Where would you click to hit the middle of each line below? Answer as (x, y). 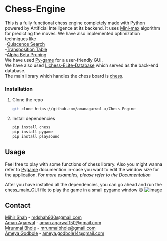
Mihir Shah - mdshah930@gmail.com (44, 217)
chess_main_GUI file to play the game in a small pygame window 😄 (74, 190)
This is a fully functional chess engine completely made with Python (75, 23)
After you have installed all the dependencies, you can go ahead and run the (83, 184)
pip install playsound (36, 136)
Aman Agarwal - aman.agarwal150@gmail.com (53, 223)
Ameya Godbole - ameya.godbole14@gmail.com (55, 233)
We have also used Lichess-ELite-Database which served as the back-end (82, 65)
